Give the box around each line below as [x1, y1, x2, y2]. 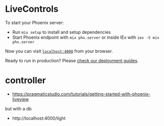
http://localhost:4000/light [12, 115, 66, 121]
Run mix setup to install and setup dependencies [12, 29, 111, 35]
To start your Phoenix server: [5, 20, 64, 25]
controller [5, 75, 46, 86]
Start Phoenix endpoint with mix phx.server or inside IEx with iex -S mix [12, 34, 160, 40]
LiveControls [5, 3, 59, 15]
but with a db [5, 105, 32, 111]
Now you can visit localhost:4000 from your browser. [5, 48, 113, 54]
